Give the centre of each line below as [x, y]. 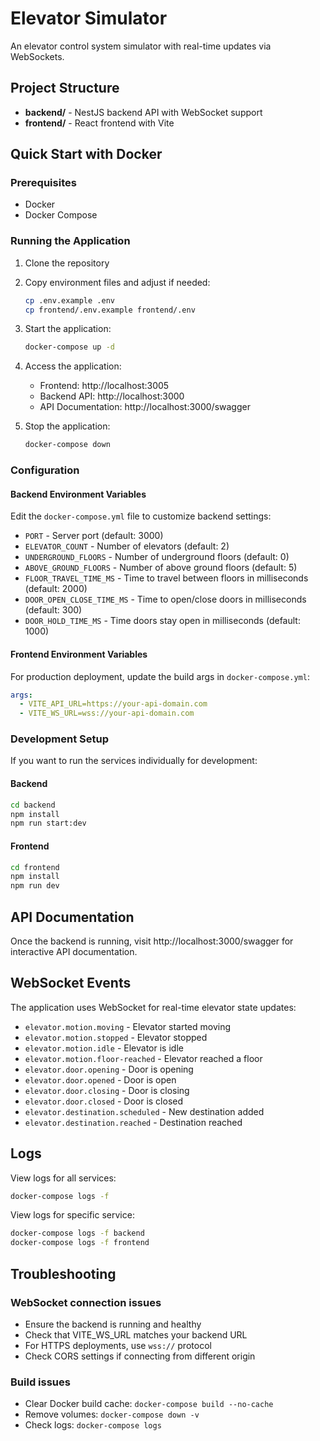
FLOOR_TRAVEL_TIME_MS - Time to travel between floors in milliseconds [166, 578]
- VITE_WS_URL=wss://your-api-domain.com [107, 713]
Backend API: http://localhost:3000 [112, 396]
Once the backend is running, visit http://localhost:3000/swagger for [152, 941]
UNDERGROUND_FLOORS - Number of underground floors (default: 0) [157, 557]
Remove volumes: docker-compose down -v [112, 1414]
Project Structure [65, 88]
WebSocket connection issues [86, 1302]
